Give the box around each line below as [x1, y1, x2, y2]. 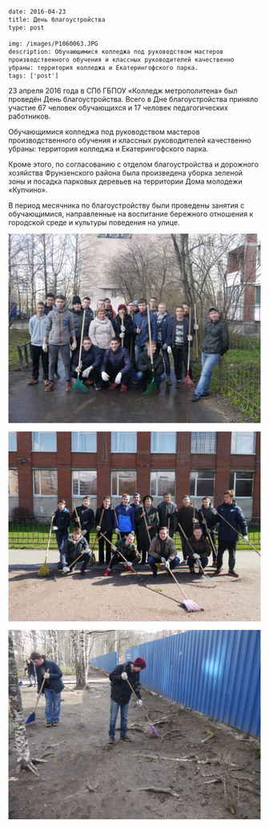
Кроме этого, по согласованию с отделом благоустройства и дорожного [8, 160, 259, 169]
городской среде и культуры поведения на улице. [8, 218, 180, 227]
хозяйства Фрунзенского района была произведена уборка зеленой [8, 168, 243, 177]
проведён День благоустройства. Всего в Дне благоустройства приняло [8, 95, 259, 103]
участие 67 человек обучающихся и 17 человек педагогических [8, 103, 228, 112]
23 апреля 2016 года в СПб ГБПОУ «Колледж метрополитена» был [8, 86, 238, 95]
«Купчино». [8, 185, 48, 195]
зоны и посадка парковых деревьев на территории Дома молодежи [8, 176, 243, 186]
